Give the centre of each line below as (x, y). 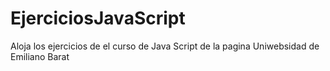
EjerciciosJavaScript (98, 18)
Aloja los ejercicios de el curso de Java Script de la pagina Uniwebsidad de (165, 46)
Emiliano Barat (40, 56)
